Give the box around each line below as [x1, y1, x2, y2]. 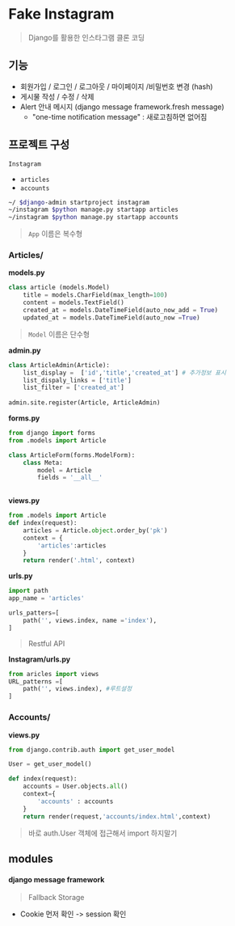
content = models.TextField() [23, 298, 125, 307]
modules [8, 852, 54, 865]
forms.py [8, 413, 40, 423]
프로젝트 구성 [8, 138, 70, 152]
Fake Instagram [8, 5, 115, 23]
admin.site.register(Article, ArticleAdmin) [8, 399, 161, 407]
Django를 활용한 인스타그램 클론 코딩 [27, 32, 145, 42]
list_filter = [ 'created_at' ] [23, 383, 125, 392]
